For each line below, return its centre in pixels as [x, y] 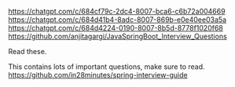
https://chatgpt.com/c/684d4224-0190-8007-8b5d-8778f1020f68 [116, 28]
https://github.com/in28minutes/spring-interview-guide [98, 75]
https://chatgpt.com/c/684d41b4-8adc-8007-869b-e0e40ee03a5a [117, 20]
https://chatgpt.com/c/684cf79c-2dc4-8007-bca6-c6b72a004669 [117, 11]
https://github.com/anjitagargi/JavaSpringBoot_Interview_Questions [118, 36]
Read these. [28, 51]
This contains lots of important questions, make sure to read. [107, 67]
